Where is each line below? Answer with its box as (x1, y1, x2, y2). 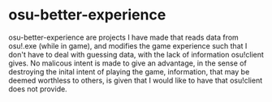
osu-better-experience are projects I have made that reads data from (8, 32, 240, 42)
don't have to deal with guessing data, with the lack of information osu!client (8, 49, 264, 59)
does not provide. (8, 83, 67, 94)
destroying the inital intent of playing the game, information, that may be (8, 66, 250, 76)
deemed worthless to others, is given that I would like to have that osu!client (8, 75, 263, 85)
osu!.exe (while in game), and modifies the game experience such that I (8, 40, 248, 50)
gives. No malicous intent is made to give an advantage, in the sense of (8, 58, 248, 68)
